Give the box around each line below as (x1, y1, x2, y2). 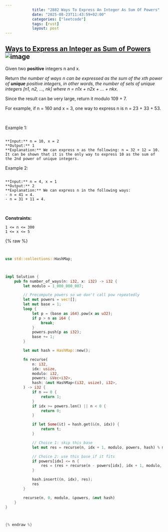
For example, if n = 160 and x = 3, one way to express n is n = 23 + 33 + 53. (5, 105, 161, 111)
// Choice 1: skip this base (31, 440, 93, 445)
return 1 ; (40, 394, 61, 399)
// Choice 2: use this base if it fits (31, 454, 115, 459)
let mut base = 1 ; (23, 302, 61, 307)
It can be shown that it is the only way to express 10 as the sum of (5, 152, 155, 157)
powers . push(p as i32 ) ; (31, 330, 81, 335)
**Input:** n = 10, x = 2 (5, 139, 59, 144)
